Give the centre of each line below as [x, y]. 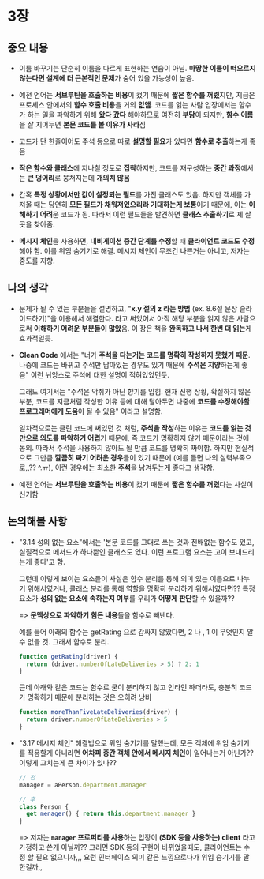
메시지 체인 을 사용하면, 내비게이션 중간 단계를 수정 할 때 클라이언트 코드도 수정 [137, 241]
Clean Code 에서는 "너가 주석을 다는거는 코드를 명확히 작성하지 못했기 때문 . [134, 355]
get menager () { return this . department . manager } [111, 814]
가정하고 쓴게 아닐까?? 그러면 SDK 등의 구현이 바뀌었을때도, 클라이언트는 [130, 847]
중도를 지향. [37, 261]
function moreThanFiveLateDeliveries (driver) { [98, 712]
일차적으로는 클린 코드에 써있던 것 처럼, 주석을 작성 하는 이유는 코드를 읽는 [131, 428]
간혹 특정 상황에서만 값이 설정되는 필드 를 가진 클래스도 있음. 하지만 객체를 [130, 195]
